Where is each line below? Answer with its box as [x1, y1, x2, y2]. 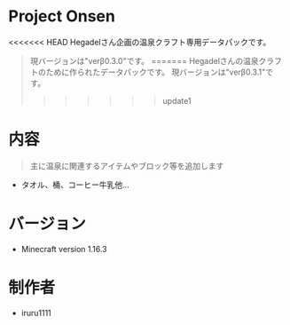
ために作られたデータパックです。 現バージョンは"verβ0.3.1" [45, 67, 266, 77]
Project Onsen [8, 6, 116, 27]
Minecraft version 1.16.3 [20, 243, 107, 254]
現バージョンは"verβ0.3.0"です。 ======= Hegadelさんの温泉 [29, 55, 259, 66]
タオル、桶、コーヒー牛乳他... [20, 179, 129, 190]
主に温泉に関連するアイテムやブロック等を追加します [29, 160, 224, 170]
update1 [162, 95, 192, 106]
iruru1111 [20, 307, 52, 318]
